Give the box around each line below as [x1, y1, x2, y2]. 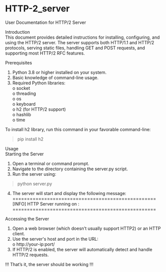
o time [12, 117, 26, 123]
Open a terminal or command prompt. [12, 160, 90, 166]
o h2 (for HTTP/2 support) [12, 106, 66, 112]
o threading [12, 90, 36, 96]
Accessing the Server [5, 215, 50, 221]
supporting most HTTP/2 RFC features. [5, 50, 85, 56]
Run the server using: [12, 171, 56, 177]
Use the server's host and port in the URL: [12, 236, 99, 242]
